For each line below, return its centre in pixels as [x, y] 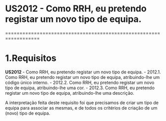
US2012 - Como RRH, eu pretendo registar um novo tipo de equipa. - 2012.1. [83, 72]
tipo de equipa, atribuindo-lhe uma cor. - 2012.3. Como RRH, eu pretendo [80, 88]
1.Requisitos [31, 58]
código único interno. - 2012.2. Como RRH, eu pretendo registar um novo [80, 82]
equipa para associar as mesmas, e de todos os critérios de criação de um [81, 108]
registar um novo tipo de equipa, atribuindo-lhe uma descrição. [70, 93]
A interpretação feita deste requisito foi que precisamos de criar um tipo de [82, 103]
